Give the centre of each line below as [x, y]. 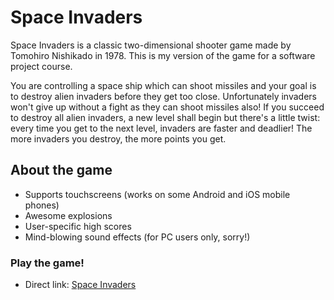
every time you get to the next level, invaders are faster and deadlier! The [161, 128]
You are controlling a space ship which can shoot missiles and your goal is [163, 85]
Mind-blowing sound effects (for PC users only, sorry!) [137, 237]
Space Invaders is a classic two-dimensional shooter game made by [151, 45]
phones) [42, 205]
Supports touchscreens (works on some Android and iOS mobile [157, 194]
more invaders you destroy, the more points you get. [118, 138]
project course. [41, 66]
